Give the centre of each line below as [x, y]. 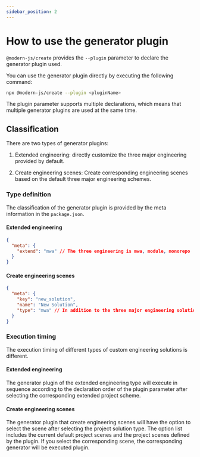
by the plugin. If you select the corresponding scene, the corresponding [94, 442]
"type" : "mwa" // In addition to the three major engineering [96, 310]
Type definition [29, 195]
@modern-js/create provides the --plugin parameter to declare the [87, 58]
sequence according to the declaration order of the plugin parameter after [97, 389]
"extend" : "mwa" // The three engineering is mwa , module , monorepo [104, 251]
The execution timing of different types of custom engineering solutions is [97, 349]
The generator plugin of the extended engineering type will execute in [92, 383]
